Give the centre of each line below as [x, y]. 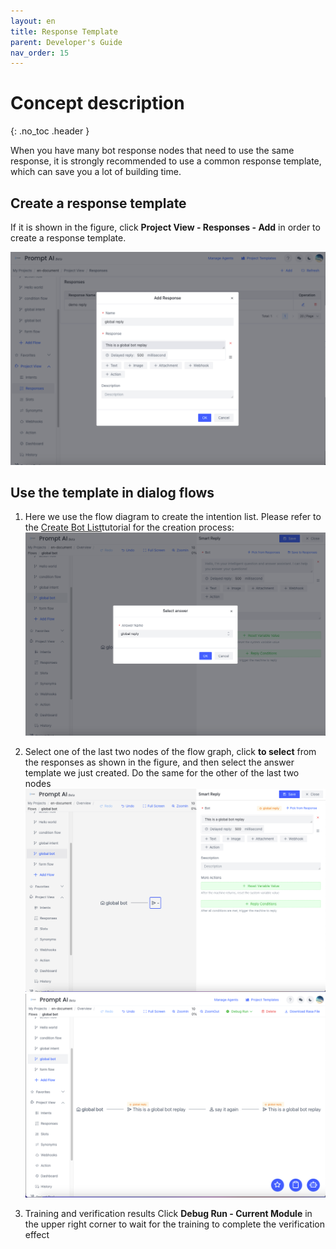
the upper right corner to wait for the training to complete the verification [174, 1224]
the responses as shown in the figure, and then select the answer [159, 762]
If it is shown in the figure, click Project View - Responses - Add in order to [165, 227]
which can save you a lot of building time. [96, 172]
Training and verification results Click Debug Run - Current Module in [168, 1213]
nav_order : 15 [40, 53]
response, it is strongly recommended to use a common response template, [166, 161]
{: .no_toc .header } [50, 131]
